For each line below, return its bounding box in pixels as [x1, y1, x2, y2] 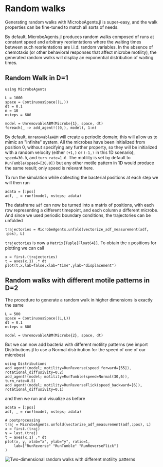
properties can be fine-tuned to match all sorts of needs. [5, 24, 119, 30]
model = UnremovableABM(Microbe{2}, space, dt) [5, 333, 104, 338]
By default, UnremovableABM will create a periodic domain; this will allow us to [5, 134, 158, 140]
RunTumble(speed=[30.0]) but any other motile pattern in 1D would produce [5, 160, 155, 166]
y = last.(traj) [5, 430, 38, 435]
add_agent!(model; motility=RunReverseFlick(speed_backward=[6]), [5, 382, 143, 387]
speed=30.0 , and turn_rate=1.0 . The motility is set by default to [5, 154, 131, 160]
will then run [5, 179, 30, 186]
